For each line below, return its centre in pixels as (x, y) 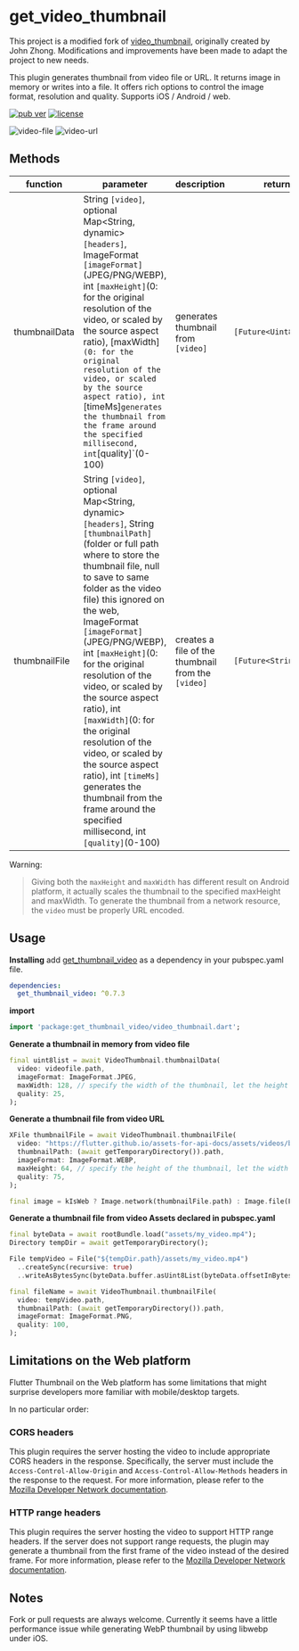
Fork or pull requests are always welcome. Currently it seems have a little (143, 1620)
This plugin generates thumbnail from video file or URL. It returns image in (145, 77)
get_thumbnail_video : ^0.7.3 (71, 994)
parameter (125, 184)
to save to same (116, 577)
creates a (194, 640)
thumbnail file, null (121, 565)
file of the (195, 650)
